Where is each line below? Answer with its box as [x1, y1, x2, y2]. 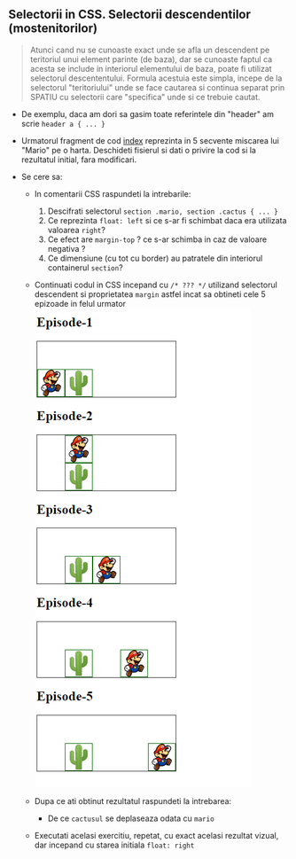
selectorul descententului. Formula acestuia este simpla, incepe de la [29, 73, 283, 83]
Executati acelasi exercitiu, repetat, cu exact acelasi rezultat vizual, [34, 830, 279, 840]
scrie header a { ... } [20, 118, 105, 129]
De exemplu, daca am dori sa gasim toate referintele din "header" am [20, 108, 274, 119]
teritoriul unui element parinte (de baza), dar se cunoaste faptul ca [29, 53, 273, 65]
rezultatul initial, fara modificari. [20, 154, 137, 165]
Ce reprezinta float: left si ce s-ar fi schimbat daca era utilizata [47, 215, 287, 225]
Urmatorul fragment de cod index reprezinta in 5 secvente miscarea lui [20, 135, 280, 145]
